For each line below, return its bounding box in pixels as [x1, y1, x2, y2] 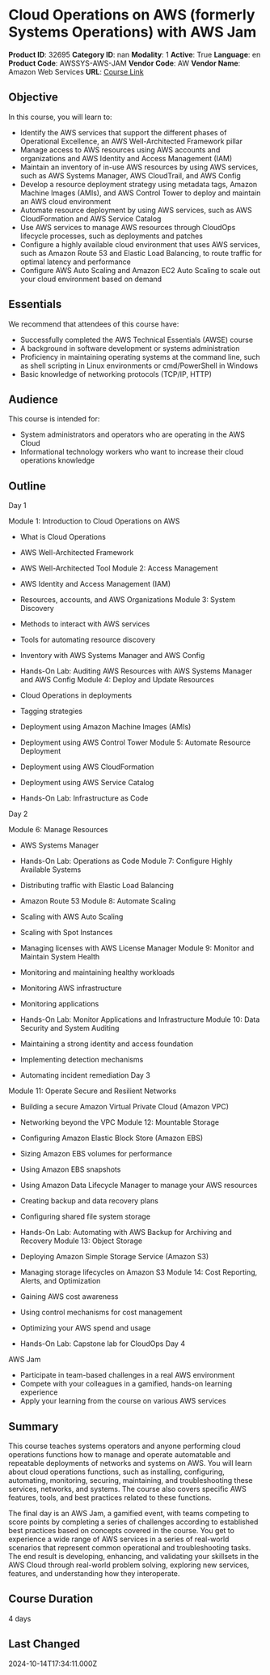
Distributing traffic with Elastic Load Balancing [19, 881, 174, 891]
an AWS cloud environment [19, 196, 112, 206]
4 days [8, 1613, 32, 1623]
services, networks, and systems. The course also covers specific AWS [8, 1485, 247, 1493]
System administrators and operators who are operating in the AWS [19, 429, 245, 439]
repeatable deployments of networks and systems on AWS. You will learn [8, 1459, 253, 1468]
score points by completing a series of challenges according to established [8, 1517, 259, 1527]
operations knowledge [19, 455, 95, 465]
